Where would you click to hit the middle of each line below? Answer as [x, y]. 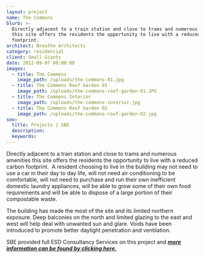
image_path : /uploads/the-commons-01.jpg [70, 80]
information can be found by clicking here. [62, 248]
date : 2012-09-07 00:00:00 [41, 63]
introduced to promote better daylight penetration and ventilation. [88, 230]
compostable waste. [32, 199]
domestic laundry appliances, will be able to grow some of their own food [99, 186]
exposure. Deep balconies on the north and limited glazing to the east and [99, 217]
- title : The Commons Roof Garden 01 [60, 86]
